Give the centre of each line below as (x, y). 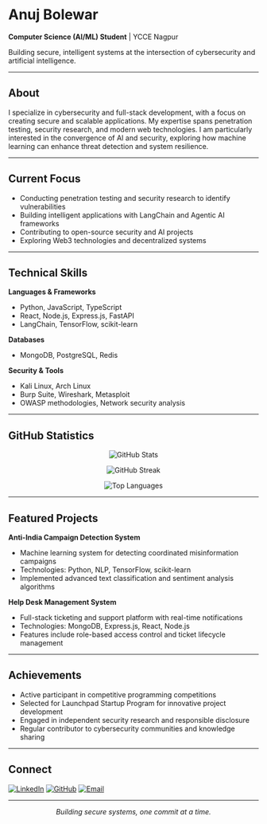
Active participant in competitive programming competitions (118, 694)
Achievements (45, 675)
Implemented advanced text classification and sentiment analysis (127, 578)
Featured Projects (53, 518)
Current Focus (44, 179)
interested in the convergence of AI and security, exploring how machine (127, 138)
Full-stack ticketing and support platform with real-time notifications (131, 618)
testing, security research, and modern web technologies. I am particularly (130, 129)
